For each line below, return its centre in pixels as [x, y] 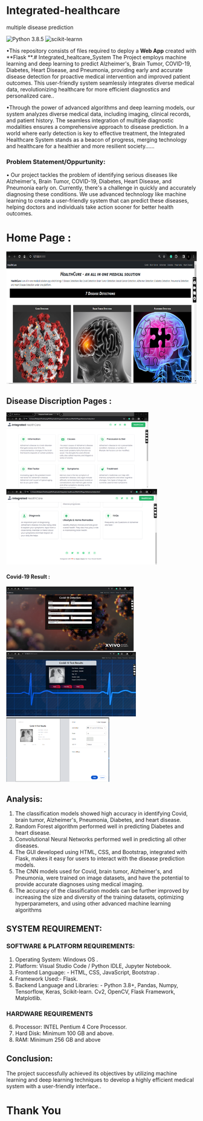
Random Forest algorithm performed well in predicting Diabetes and [99, 826]
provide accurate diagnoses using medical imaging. [79, 884]
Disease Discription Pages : [59, 401]
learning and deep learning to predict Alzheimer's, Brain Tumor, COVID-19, [99, 64]
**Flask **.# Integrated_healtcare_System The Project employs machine [96, 57]
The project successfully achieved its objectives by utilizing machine [92, 1073]
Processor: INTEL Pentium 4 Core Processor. [71, 1027]
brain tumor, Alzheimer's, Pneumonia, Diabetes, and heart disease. [98, 820]
